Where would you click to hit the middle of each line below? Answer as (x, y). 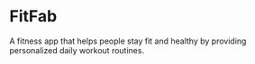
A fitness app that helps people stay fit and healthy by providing (128, 41)
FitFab (33, 16)
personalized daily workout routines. (77, 50)
